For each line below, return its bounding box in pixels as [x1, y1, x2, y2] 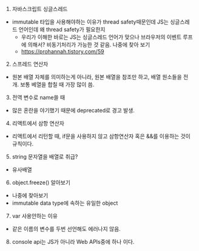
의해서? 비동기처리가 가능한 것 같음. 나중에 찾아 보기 [27, 41, 150, 48]
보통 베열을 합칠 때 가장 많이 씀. [20, 81, 95, 88]
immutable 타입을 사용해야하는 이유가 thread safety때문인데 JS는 [12, 18, 169, 26]
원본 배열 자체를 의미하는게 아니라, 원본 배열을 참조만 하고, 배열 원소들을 [12, 74, 182, 80]
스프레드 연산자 [12, 60, 49, 67]
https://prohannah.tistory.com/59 [21, 48, 104, 55]
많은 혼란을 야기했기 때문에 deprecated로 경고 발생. [12, 107, 135, 114]
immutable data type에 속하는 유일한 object [12, 199, 118, 207]
